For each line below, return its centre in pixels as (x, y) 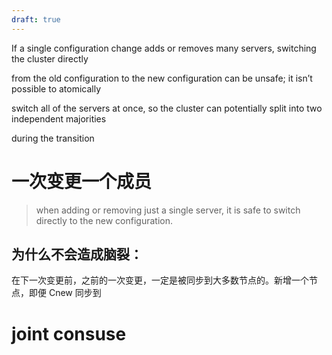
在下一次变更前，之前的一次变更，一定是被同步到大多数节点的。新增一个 (160, 280)
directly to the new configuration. (104, 220)
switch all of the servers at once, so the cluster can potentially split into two (167, 108)
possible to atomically (56, 88)
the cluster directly (50, 58)
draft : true (36, 19)
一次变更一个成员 (82, 181)
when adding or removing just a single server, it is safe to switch (168, 210)
